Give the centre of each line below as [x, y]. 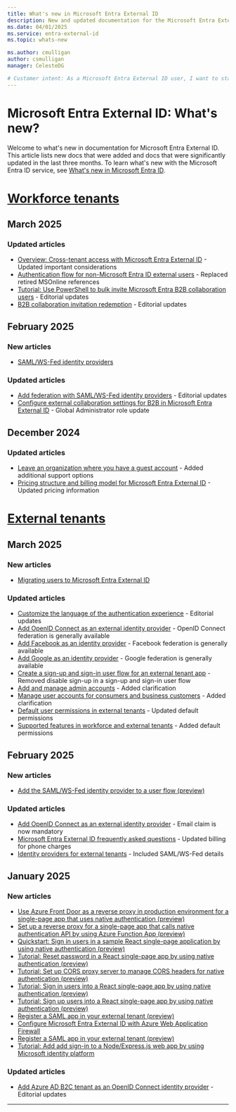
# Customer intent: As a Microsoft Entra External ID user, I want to [113, 78]
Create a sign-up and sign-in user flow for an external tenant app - [114, 673]
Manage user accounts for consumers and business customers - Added [122, 696]
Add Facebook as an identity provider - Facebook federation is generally [123, 644]
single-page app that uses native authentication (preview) [101, 919]
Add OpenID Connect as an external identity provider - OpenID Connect [122, 628]
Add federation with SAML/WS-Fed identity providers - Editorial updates [122, 395]
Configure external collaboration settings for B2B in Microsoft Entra [115, 403]
